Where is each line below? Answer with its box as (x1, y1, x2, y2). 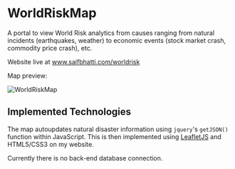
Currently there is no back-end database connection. (7, 153, 163, 162)
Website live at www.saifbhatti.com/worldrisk (7, 57, 140, 66)
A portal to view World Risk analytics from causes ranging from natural (7, 29, 215, 37)
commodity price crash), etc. (7, 43, 93, 52)
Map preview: (7, 71, 48, 80)
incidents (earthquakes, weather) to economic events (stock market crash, (7, 36, 226, 44)
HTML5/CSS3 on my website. (7, 140, 94, 148)
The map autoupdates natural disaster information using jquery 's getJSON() (7, 125, 229, 133)
